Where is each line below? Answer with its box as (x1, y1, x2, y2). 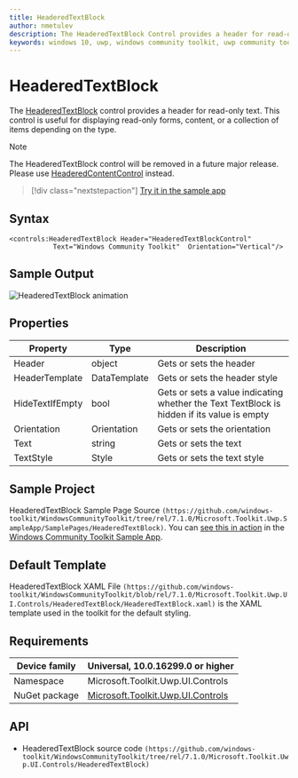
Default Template (9, 557, 106, 573)
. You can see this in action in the (163, 522, 286, 533)
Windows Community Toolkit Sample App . (9, 532, 163, 543)
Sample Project (9, 481, 96, 497)
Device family (16, 660, 76, 672)
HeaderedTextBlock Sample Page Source (9, 505, 161, 516)
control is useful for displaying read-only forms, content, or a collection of (9, 115, 279, 125)
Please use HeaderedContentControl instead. (9, 168, 175, 179)
